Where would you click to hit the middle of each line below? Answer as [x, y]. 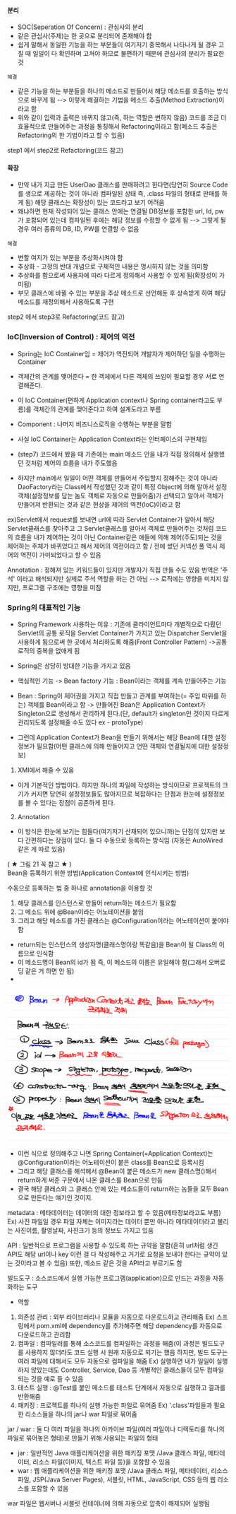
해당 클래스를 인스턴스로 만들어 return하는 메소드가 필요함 [97, 903]
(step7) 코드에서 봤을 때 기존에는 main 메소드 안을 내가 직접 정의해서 [112, 454]
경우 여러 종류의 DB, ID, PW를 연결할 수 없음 [78, 229]
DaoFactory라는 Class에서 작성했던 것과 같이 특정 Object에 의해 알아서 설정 [122, 486]
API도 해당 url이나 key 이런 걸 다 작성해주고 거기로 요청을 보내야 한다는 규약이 [114, 1255]
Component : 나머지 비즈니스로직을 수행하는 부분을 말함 [95, 424]
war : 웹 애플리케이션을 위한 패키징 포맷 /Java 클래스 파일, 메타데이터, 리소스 [123, 1471]
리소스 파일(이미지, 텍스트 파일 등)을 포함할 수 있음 [101, 1462]
